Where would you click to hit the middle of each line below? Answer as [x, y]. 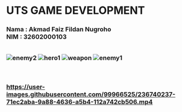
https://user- [26, 87]
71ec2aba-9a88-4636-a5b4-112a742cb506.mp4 [80, 102]
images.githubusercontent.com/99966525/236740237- [91, 94]
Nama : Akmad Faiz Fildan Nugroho [59, 30]
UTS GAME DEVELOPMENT [76, 11]
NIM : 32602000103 [37, 37]
